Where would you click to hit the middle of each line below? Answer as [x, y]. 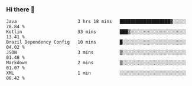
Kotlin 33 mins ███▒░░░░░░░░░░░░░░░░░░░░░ [96, 32]
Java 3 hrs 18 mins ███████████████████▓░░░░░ [96, 22]
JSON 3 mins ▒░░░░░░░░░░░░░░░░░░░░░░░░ [96, 52]
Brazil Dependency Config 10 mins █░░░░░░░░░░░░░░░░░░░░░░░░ [96, 42]
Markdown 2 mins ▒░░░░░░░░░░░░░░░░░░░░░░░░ [96, 63]
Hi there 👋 [21, 9]
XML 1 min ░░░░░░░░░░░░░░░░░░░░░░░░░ [96, 73]
